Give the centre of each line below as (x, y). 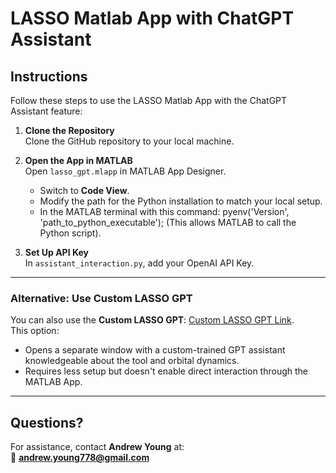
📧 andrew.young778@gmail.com (80, 458)
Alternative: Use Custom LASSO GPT (101, 298)
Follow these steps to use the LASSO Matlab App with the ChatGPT (149, 100)
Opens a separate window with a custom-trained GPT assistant (155, 350)
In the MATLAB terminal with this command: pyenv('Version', (164, 211)
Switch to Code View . (84, 190)
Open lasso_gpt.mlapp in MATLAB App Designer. (125, 171)
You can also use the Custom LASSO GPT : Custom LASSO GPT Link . (152, 320)
